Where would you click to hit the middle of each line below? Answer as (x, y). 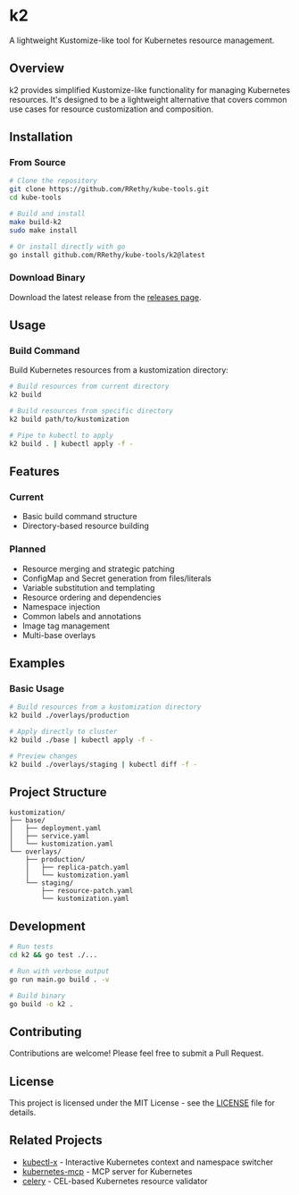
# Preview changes (43, 756)
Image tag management (66, 626)
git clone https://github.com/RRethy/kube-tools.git (109, 189)
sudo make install (43, 230)
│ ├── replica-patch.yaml (77, 868)
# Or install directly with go (67, 247)
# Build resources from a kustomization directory (105, 707)
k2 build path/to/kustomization (69, 420)
